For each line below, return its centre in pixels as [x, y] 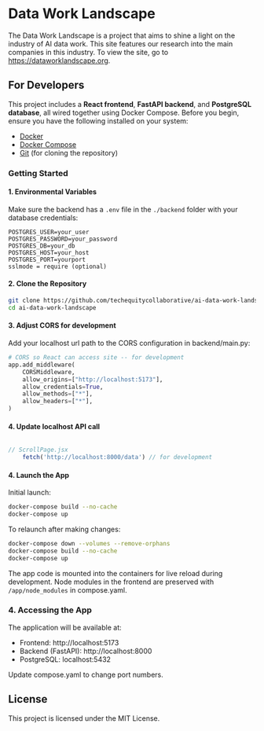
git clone [24, 301]
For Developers [46, 85]
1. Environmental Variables [52, 192]
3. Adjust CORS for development [62, 325]
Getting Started [38, 173]
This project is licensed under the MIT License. [84, 718]
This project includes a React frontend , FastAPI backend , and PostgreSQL [130, 104]
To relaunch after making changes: [64, 529]
